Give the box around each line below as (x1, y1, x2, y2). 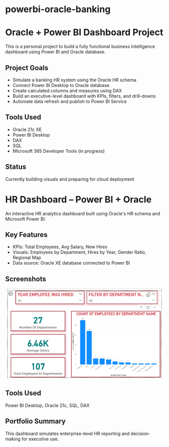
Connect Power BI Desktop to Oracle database (12, 82, 109, 88)
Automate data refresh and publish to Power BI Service (12, 98, 127, 104)
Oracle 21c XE (12, 126, 42, 132)
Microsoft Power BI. (5, 216, 46, 222)
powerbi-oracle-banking (5, 4, 111, 15)
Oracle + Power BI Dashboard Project (5, 27, 163, 38)
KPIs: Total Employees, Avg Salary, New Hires (12, 244, 107, 250)
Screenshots (5, 275, 46, 283)
